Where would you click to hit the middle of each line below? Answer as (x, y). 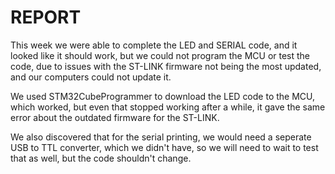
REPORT (46, 17)
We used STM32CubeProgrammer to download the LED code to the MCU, (163, 96)
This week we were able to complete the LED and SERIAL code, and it (154, 45)
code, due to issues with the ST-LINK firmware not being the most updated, (166, 66)
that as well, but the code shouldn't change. (101, 158)
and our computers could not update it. (91, 77)
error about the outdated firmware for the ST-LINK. (115, 117)
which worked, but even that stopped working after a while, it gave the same (168, 107)
